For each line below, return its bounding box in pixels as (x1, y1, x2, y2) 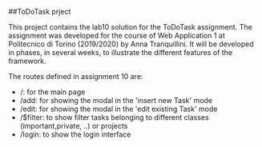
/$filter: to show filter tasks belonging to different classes (19, 113, 210, 122)
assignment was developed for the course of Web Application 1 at (8, 31, 226, 40)
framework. (8, 56, 46, 66)
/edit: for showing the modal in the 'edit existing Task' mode (19, 104, 218, 113)
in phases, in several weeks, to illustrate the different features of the (8, 48, 233, 57)
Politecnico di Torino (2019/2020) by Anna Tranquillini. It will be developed (8, 39, 254, 49)
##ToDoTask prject (8, 7, 71, 16)
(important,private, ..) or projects (19, 121, 128, 130)
